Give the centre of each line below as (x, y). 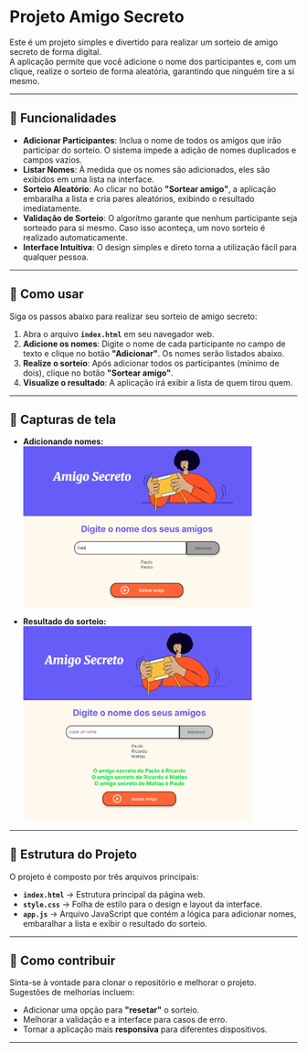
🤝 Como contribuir (63, 960)
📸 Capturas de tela (63, 419)
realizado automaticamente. (75, 237)
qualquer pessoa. (56, 257)
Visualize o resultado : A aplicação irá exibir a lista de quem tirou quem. (158, 382)
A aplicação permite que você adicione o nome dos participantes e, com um (153, 61)
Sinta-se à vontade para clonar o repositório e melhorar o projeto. (133, 983)
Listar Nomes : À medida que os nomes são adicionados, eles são (146, 169)
